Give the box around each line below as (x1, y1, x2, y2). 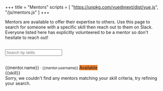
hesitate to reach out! (5, 34, 48, 40)
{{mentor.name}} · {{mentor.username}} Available (5, 65, 98, 70)
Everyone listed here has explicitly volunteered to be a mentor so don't (5, 30, 149, 35)
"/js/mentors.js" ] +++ (5, 9, 50, 15)
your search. (5, 81, 31, 86)
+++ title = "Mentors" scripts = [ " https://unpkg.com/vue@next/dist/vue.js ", (5, 4, 159, 10)
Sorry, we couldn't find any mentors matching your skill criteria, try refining (5, 75, 158, 81)
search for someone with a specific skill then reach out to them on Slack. (5, 24, 153, 30)
